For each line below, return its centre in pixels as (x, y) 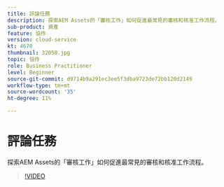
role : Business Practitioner (50, 66)
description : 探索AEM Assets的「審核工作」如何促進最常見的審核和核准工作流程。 (114, 20)
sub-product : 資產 (33, 27)
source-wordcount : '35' (42, 92)
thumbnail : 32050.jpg (39, 53)
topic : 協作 (23, 60)
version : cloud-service (42, 40)
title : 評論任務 (29, 14)
